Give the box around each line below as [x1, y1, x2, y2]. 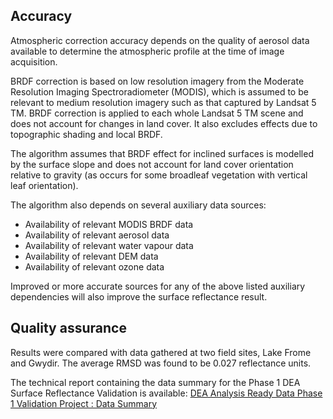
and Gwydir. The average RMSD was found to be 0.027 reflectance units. [10, 357, 312, 369]
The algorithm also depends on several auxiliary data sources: [10, 199, 267, 211]
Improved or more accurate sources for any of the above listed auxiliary [10, 280, 306, 292]
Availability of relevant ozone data [24, 260, 165, 273]
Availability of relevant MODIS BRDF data [24, 218, 194, 230]
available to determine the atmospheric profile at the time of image [10, 45, 285, 57]
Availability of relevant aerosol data [24, 229, 170, 241]
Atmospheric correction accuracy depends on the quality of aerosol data [10, 34, 310, 46]
